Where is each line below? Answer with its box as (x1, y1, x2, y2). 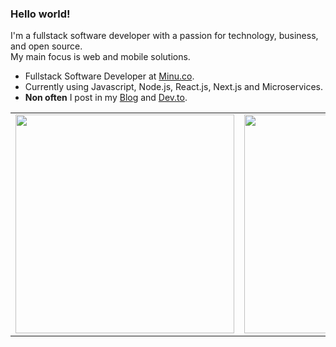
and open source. (10, 40, 83, 52)
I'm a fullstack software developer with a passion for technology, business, (10, 30, 319, 42)
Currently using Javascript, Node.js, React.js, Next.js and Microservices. (24, 81, 324, 93)
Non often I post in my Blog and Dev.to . (24, 92, 188, 104)
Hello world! (10, 7, 71, 21)
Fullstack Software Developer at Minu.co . (24, 70, 195, 82)
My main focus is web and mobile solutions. (10, 51, 191, 63)
